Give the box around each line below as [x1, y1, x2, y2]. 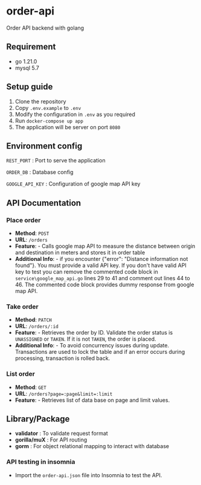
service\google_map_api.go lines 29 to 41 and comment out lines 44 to [14, 275, 190, 282]
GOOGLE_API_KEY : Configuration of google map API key [6, 180, 141, 188]
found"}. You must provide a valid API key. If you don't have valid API [14, 262, 187, 269]
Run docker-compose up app [14, 117, 83, 124]
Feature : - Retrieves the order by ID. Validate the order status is [14, 329, 173, 336]
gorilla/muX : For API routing [14, 436, 88, 443]
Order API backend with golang [6, 24, 85, 31]
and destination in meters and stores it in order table [14, 249, 145, 256]
